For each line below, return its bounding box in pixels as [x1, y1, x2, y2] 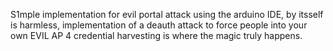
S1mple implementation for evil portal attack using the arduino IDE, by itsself [10, 9, 324, 20]
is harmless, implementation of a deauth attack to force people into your [10, 19, 308, 31]
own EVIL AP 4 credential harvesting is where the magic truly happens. [10, 30, 303, 41]
